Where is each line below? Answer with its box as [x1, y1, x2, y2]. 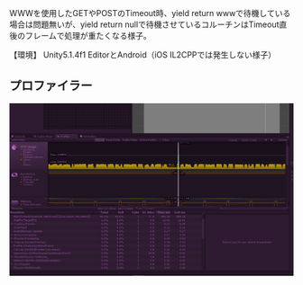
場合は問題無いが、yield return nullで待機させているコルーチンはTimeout [9, 19, 280, 30]
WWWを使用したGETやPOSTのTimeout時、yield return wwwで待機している [9, 8, 291, 18]
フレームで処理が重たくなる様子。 [24, 31, 151, 40]
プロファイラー [9, 78, 93, 94]
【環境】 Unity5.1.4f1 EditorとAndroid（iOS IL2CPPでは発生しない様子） [9, 49, 277, 60]
